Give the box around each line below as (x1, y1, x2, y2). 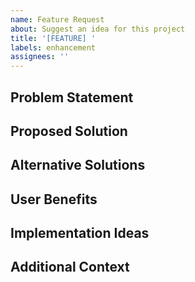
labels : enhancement (10, 42, 97, 53)
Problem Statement (10, 89, 134, 106)
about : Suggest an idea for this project (10, 24, 186, 34)
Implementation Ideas (10, 225, 150, 242)
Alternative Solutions (10, 157, 146, 174)
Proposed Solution (10, 122, 128, 140)
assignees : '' (10, 52, 70, 62)
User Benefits (10, 191, 98, 208)
